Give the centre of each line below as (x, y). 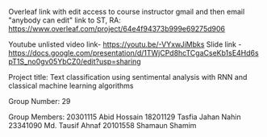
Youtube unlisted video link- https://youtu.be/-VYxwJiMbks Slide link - (125, 44)
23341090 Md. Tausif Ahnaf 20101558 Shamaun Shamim (102, 125)
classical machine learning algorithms (71, 85)
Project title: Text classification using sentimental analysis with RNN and (128, 77)
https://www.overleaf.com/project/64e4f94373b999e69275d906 (117, 29)
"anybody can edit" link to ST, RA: (65, 20)
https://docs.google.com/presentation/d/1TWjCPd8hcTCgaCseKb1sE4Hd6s (134, 53)
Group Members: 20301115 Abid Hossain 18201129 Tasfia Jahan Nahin (125, 117)
